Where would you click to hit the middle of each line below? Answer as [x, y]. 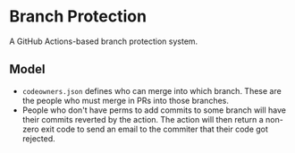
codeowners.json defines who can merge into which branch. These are [152, 90]
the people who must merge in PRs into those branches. [126, 100]
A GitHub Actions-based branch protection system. [104, 41]
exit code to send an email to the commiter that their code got [154, 129]
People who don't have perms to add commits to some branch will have [154, 110]
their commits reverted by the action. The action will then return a [143, 119]
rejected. [38, 138]
